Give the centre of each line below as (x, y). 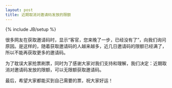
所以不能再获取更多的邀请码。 (37, 52)
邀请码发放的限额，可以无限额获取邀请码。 (59, 70)
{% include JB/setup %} (31, 29)
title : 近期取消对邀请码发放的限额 (38, 15)
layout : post (19, 10)
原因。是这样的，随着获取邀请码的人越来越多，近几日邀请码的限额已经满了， (86, 46)
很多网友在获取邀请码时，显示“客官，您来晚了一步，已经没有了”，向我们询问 (86, 40)
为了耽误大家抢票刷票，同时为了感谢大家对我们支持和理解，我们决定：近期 (84, 63)
